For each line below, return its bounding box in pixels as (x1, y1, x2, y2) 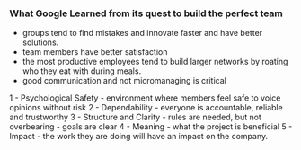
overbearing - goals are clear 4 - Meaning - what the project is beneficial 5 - (9, 121, 293, 132)
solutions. (22, 37, 59, 48)
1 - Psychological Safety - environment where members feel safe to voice (9, 93, 281, 103)
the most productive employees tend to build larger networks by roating (22, 57, 288, 67)
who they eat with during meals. (22, 66, 142, 76)
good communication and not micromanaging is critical (22, 75, 226, 86)
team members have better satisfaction (22, 47, 168, 57)
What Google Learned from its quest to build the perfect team (9, 7, 283, 20)
